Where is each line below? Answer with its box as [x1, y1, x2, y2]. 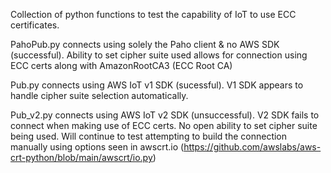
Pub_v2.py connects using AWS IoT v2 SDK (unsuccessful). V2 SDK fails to [10, 109, 320, 121]
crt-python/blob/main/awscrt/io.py [10, 152, 153, 163]
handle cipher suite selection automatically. [10, 90, 189, 101]
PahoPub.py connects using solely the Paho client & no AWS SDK [10, 39, 280, 50]
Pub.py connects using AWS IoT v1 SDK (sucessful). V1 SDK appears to [10, 79, 304, 91]
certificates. [10, 19, 60, 31]
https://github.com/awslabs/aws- [183, 141, 322, 153]
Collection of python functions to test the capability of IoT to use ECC [10, 9, 297, 20]
